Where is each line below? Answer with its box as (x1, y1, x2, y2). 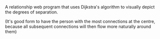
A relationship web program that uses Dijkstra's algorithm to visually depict (5, 4, 155, 10)
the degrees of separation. (5, 9, 58, 15)
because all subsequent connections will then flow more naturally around (5, 24, 151, 29)
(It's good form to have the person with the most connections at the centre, (5, 19, 156, 24)
